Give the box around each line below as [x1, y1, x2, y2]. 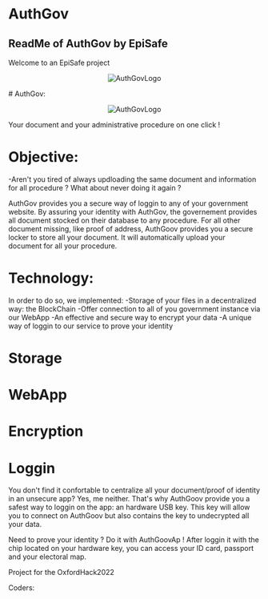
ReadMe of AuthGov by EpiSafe [8, 37, 168, 50]
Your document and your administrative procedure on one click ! [8, 120, 221, 129]
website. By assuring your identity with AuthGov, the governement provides [8, 207, 258, 216]
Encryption [8, 422, 84, 440]
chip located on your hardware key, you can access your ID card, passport [8, 544, 254, 553]
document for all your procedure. [8, 241, 118, 251]
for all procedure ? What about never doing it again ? [8, 183, 182, 192]
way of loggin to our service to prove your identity [8, 321, 174, 331]
